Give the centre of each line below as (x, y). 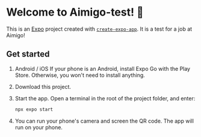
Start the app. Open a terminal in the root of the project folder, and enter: (105, 98)
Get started (28, 54)
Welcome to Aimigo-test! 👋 (75, 12)
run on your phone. (39, 127)
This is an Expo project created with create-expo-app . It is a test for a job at (99, 29)
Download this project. (43, 87)
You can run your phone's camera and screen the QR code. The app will (104, 121)
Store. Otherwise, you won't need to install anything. (80, 75)
